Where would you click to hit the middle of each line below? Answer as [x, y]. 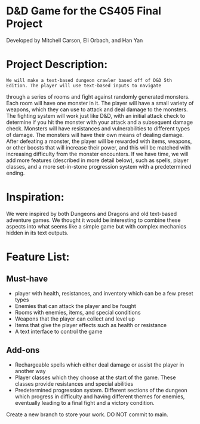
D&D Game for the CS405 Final [84, 11]
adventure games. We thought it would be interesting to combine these [93, 220]
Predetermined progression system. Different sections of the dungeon [101, 390]
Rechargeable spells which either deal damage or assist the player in [99, 364]
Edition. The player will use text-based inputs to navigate [84, 86]
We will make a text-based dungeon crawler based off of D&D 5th [89, 80]
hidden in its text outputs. [37, 233]
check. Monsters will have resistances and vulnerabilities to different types [98, 128]
